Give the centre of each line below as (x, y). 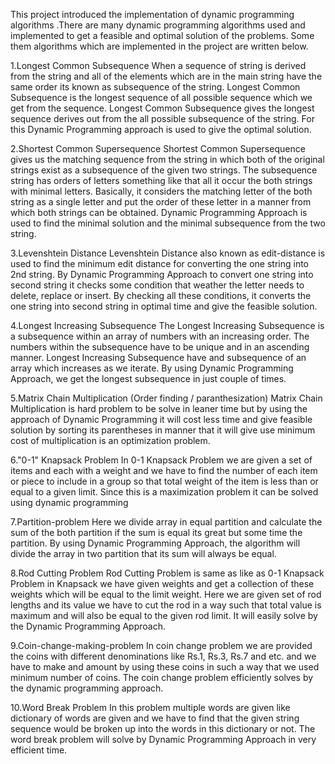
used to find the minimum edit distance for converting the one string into (159, 263)
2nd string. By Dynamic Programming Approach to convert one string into (162, 274)
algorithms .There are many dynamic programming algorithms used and (158, 25)
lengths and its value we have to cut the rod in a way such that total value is (166, 605)
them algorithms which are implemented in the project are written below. (159, 46)
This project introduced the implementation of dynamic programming (152, 14)
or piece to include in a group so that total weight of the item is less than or (164, 481)
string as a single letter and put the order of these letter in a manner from (161, 202)
